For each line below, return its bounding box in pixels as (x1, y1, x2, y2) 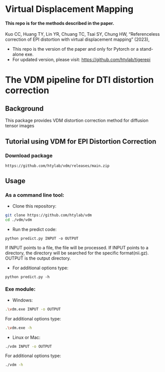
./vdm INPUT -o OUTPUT (5, 344, 52, 349)
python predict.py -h (5, 274, 50, 279)
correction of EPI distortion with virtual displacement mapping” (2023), (5, 36, 150, 43)
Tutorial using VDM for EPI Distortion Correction (5, 137, 157, 146)
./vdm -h (5, 363, 23, 368)
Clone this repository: (12, 203, 56, 209)
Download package (5, 152, 53, 159)
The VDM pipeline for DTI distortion (5, 74, 154, 85)
